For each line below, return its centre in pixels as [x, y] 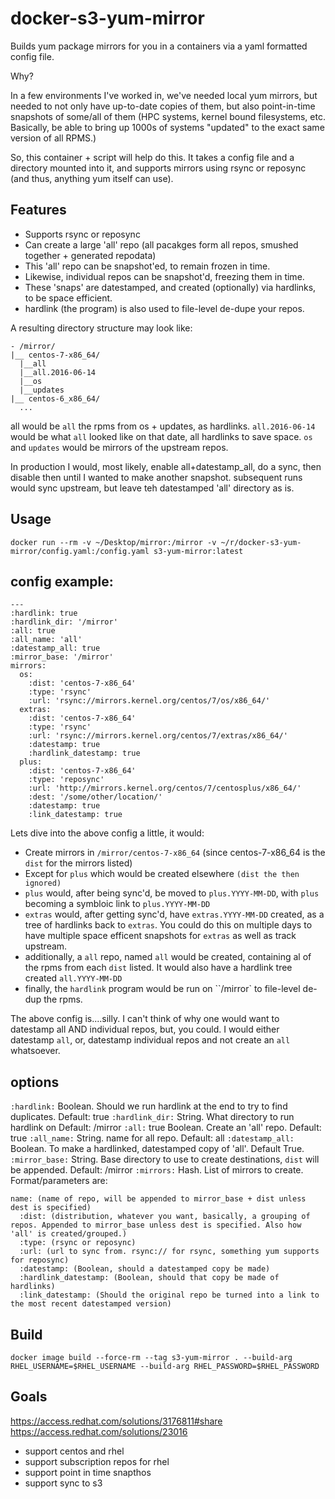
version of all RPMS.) [53, 138]
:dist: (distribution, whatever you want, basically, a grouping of [165, 1217]
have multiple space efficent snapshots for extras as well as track [160, 936]
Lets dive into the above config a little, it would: [107, 833]
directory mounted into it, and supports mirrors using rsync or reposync [158, 168]
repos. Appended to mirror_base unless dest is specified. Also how [156, 1225]
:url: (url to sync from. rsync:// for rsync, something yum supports [169, 1252]
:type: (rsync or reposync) [78, 1243]
